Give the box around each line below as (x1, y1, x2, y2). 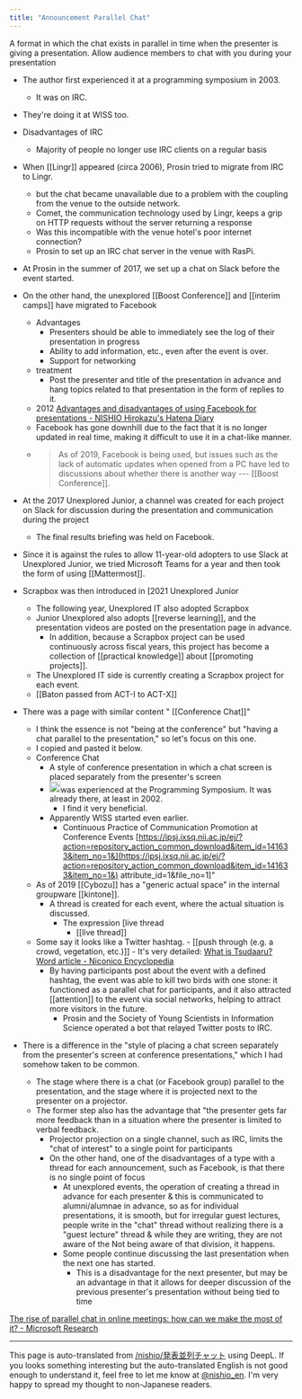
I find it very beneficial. (62, 803, 148, 814)
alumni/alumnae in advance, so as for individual (62, 1200, 240, 1211)
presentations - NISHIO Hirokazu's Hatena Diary (35, 412, 215, 423)
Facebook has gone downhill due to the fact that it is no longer (35, 421, 268, 432)
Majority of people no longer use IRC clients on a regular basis (35, 144, 268, 155)
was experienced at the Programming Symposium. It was (59, 784, 272, 795)
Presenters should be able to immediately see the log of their (49, 326, 276, 337)
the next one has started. (62, 1258, 155, 1269)
